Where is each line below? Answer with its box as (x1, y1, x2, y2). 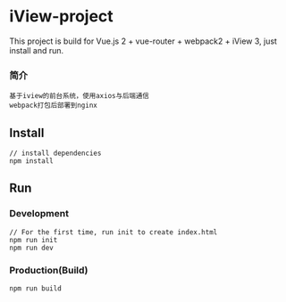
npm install (9, 157, 54, 166)
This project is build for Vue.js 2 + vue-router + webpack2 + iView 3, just (9, 36, 277, 46)
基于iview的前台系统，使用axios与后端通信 (9, 92, 149, 101)
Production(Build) (9, 264, 88, 276)
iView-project (9, 6, 114, 27)
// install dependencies (9, 149, 102, 158)
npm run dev (9, 243, 54, 252)
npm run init (9, 235, 58, 244)
